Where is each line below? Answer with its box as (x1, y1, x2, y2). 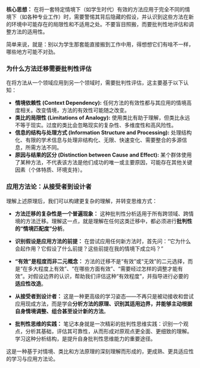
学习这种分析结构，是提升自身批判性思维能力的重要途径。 (14, 335, 156, 342)
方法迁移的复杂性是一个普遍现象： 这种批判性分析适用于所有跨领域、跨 (14, 210, 189, 217)
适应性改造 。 (14, 280, 46, 287)
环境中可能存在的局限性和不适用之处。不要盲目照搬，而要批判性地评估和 (11, 21, 189, 27)
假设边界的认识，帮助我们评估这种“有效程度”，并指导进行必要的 (32, 272, 189, 279)
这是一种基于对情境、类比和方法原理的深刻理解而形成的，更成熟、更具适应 (6, 348, 189, 355)
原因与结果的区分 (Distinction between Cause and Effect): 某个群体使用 (14, 151, 192, 158)
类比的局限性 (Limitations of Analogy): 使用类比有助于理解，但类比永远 (14, 114, 190, 121)
